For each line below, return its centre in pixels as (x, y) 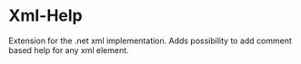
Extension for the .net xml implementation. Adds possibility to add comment (150, 41)
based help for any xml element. (69, 50)
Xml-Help (45, 16)
